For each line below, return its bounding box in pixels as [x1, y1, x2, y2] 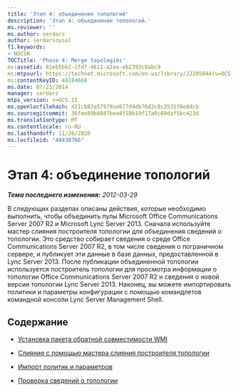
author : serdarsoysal [7, 37, 72, 44]
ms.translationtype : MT [7, 116, 78, 123]
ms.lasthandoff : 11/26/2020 [7, 130, 91, 137]
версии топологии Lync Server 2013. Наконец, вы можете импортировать [7, 280, 232, 289]
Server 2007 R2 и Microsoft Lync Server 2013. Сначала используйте [7, 220, 211, 228]
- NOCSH [7, 51, 31, 58]
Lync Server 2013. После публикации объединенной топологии [7, 257, 199, 266]
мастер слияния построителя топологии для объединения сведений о [7, 227, 222, 236]
